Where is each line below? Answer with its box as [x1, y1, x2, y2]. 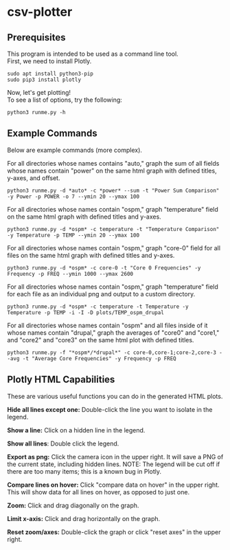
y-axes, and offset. [7, 173, 60, 182]
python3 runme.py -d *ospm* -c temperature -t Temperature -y [7, 303, 189, 310]
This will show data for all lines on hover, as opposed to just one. [7, 487, 190, 496]
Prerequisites [7, 32, 66, 43]
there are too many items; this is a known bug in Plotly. [7, 467, 162, 475]
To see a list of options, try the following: [7, 96, 122, 104]
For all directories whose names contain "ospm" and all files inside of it [7, 321, 208, 329]
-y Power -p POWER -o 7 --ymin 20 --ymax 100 [7, 193, 139, 200]
